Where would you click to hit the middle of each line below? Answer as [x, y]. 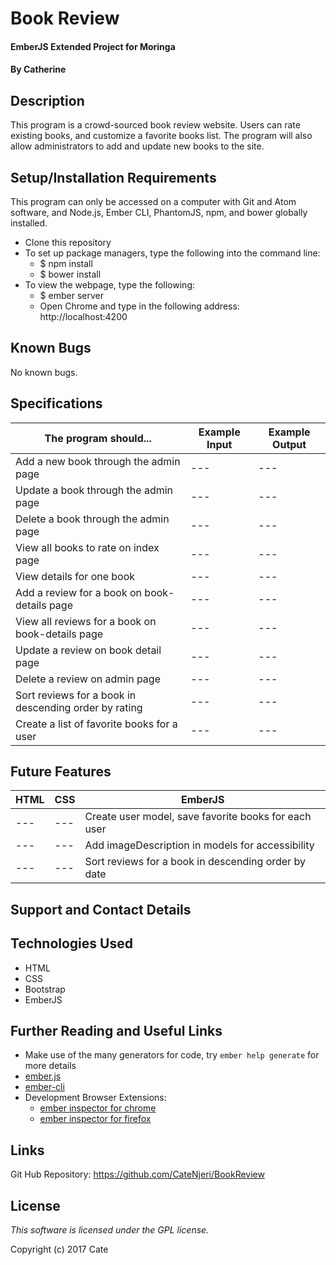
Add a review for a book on [79, 592]
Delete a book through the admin [92, 519]
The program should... [98, 438]
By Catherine [38, 69]
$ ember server [71, 295]
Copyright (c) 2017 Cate [59, 1249]
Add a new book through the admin [98, 461]
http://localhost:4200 [83, 316]
